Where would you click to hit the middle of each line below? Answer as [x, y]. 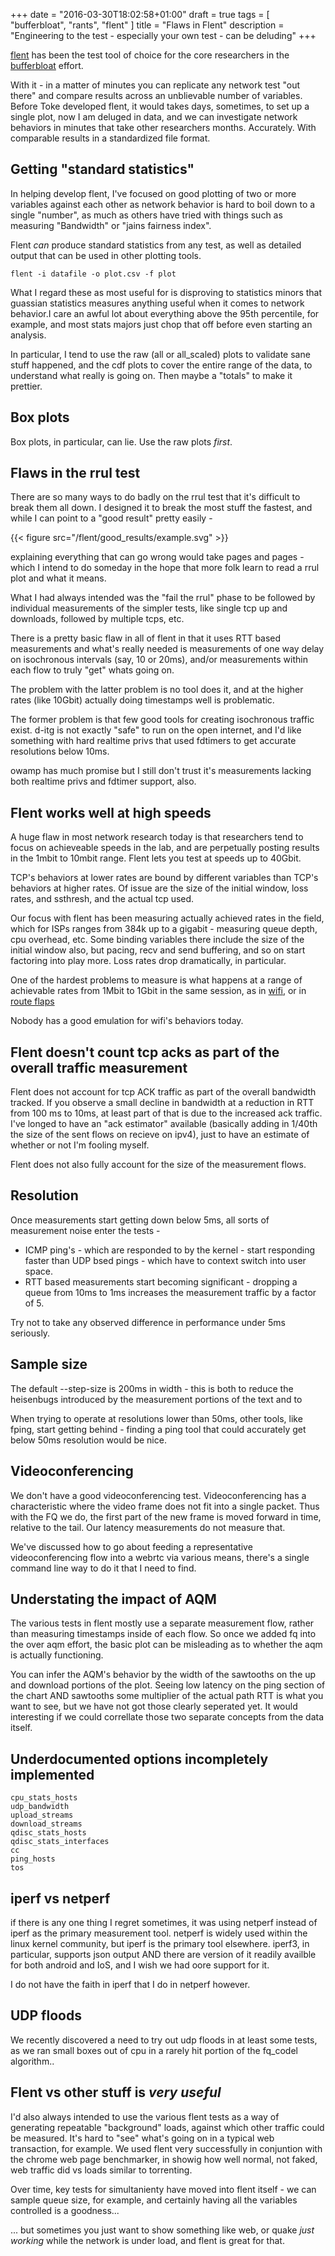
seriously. [30, 1333]
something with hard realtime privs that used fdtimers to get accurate [153, 741]
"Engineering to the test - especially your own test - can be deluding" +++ [163, 35]
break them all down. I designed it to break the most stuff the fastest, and [161, 508]
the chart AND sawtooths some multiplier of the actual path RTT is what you [167, 1696]
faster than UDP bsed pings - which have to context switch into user [165, 1260]
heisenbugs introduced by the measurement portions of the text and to [156, 1399]
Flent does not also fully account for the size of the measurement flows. [158, 1165]
